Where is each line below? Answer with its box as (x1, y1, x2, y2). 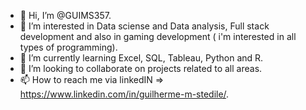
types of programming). (19, 41, 118, 53)
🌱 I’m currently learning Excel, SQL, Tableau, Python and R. (19, 52, 264, 64)
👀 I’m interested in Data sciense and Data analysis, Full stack (19, 20, 270, 32)
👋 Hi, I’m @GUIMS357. (19, 10, 112, 21)
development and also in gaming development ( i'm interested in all (19, 31, 297, 42)
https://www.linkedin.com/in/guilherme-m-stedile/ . (19, 88, 230, 100)
